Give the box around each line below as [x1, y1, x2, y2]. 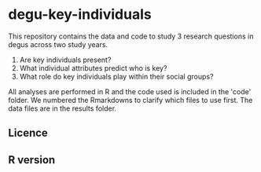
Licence [8, 126, 49, 140]
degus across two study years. [8, 39, 108, 49]
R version [8, 153, 56, 167]
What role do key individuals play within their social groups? [19, 71, 214, 81]
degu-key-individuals [8, 5, 152, 24]
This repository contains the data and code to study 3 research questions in [8, 31, 254, 41]
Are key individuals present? [19, 55, 112, 64]
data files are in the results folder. [8, 104, 116, 113]
